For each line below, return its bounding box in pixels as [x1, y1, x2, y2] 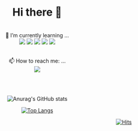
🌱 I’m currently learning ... [5, 31, 70, 38]
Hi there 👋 [12, 5, 62, 19]
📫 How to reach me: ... [8, 57, 66, 64]
